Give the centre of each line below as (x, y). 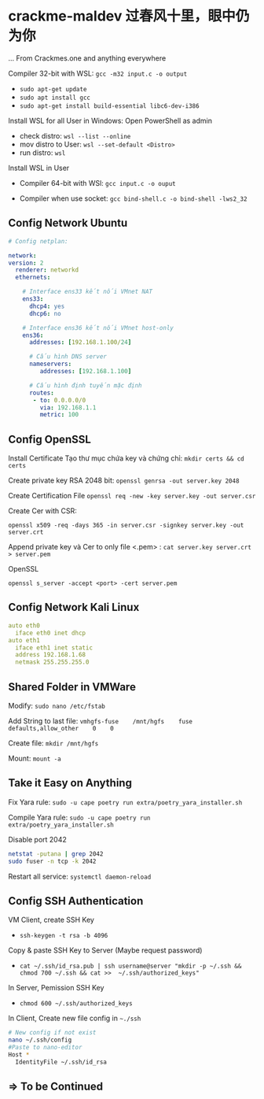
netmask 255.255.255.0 (52, 662)
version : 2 (26, 263)
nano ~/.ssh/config (40, 1040)
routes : (42, 393)
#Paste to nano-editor (45, 1048)
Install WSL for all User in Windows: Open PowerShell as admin (110, 120)
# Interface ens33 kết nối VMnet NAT (88, 292)
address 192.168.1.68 (51, 655)
